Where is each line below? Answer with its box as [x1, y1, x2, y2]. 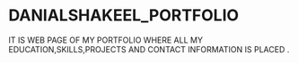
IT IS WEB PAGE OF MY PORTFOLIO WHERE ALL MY [8, 35, 204, 45]
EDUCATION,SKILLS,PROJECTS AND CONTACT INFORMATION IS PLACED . [8, 43, 290, 54]
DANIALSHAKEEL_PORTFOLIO [8, 5, 240, 26]
